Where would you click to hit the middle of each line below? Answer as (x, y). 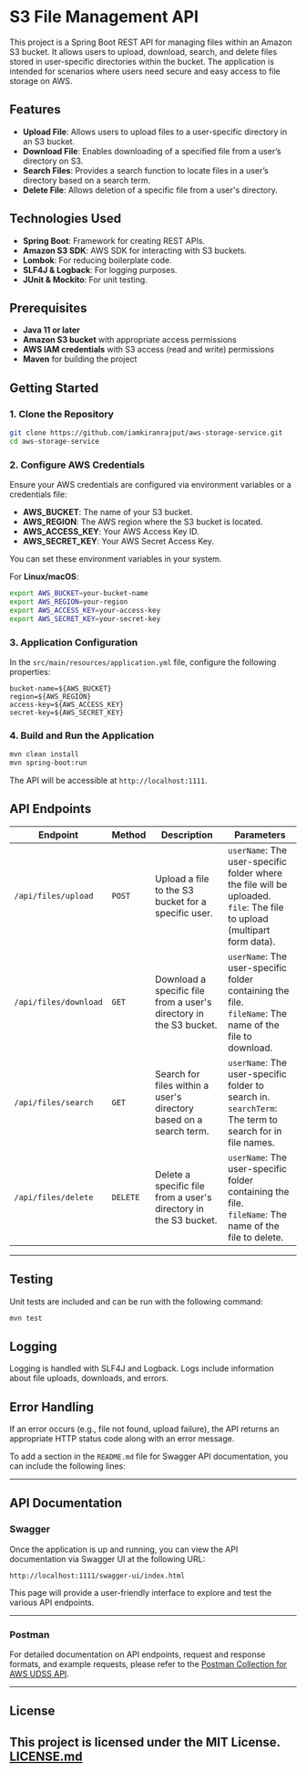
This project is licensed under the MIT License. (145, 1742)
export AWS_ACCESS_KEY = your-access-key (85, 610)
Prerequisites (48, 308)
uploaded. (249, 895)
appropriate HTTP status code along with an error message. (122, 1439)
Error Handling (51, 1407)
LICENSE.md (46, 1756)
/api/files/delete (54, 1197)
